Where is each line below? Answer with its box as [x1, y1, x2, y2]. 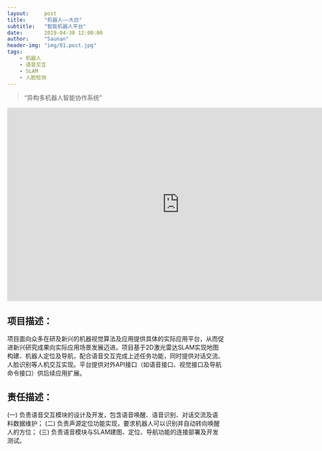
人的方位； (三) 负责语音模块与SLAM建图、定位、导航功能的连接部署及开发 [7, 428, 219, 436]
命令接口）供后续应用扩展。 [7, 369, 86, 377]
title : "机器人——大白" [7, 16, 83, 23]
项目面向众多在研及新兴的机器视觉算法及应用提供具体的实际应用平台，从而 [7, 335, 218, 343]
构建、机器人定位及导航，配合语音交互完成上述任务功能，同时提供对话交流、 [7, 352, 224, 360]
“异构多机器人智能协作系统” [23, 93, 103, 102]
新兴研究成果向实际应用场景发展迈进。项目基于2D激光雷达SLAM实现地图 [12, 343, 219, 351]
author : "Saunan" [7, 36, 69, 43]
